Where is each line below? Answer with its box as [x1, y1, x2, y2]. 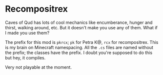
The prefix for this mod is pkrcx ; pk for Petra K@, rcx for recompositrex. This [5, 39, 159, 45]
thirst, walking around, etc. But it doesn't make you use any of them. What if [5, 24, 158, 30]
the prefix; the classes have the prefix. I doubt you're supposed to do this [5, 50, 153, 56]
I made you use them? [5, 30, 50, 36]
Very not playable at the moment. [5, 64, 72, 70]
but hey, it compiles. [5, 55, 46, 60]
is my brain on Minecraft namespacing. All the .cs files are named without [5, 44, 154, 50]
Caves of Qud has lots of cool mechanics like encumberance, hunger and [5, 19, 153, 25]
